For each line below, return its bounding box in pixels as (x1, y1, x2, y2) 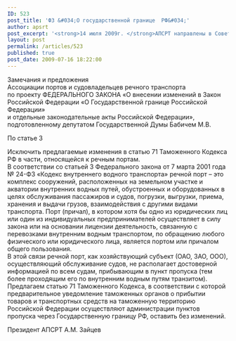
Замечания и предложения (7, 75, 89, 84)
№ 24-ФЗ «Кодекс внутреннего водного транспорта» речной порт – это (7, 169, 224, 178)
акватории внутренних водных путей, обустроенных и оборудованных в (7, 184, 225, 193)
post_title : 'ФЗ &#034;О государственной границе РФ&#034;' (7, 17, 190, 24)
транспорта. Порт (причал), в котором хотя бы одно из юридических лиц (7, 207, 228, 215)
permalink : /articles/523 (7, 43, 83, 50)
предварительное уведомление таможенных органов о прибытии (7, 289, 206, 297)
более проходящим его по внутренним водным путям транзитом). (7, 274, 208, 283)
